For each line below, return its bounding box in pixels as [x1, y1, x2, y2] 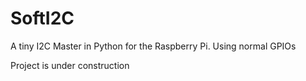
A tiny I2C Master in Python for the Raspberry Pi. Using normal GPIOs [10, 40, 297, 52]
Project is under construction [10, 59, 130, 71]
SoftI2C [10, 7, 75, 30]
